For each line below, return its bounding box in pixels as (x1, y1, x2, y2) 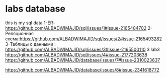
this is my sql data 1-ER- (5, 20, 55, 26)
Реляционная (5, 30, 34, 36)
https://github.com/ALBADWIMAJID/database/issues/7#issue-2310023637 (5, 57, 160, 63)
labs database (5, 3, 65, 15)
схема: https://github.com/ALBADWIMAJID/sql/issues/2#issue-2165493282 (5, 36, 162, 42)
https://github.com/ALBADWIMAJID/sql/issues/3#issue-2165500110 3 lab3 (5, 46, 160, 52)
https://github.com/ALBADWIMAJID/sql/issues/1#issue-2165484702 (5, 25, 147, 31)
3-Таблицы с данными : (5, 41, 56, 47)
